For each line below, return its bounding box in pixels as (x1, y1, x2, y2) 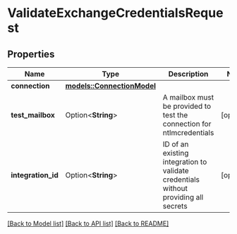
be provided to (162, 101, 212, 111)
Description (168, 69, 209, 78)
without (162, 184, 188, 193)
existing (162, 148, 189, 158)
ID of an (162, 139, 189, 149)
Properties (7, 48, 55, 60)
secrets (162, 201, 188, 211)
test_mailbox (11, 110, 55, 119)
